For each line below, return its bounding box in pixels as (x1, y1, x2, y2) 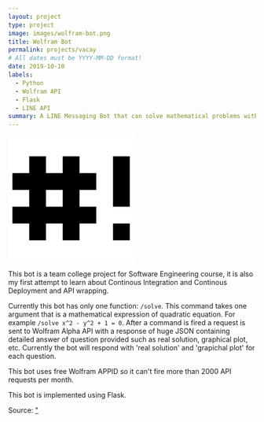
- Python (15, 79, 44, 87)
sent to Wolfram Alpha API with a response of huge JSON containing (8, 327, 230, 336)
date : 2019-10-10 (8, 63, 65, 71)
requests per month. (8, 375, 75, 385)
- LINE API (15, 104, 51, 112)
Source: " (8, 405, 39, 415)
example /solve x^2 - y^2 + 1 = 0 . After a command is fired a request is (8, 318, 246, 328)
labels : (8, 71, 34, 79)
